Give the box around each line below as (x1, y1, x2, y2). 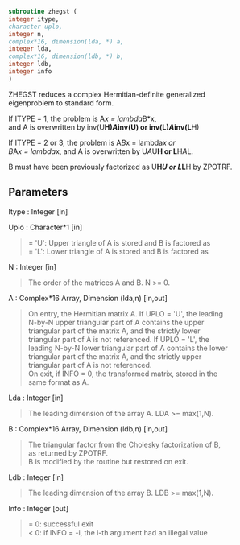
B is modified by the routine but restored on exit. (27, 456, 189, 466)
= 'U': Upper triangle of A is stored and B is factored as (27, 237, 211, 247)
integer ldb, (8, 60, 52, 68)
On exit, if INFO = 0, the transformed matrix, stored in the (27, 369, 218, 378)
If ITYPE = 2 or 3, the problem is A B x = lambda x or (8, 138, 176, 147)
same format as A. (27, 377, 89, 386)
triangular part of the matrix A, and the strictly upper (27, 351, 202, 361)
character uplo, (8, 23, 63, 31)
